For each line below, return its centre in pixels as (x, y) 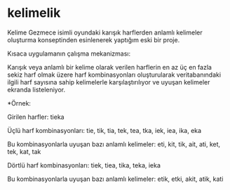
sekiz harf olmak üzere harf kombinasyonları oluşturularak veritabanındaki (114, 75)
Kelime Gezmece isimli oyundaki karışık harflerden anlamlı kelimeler (105, 32)
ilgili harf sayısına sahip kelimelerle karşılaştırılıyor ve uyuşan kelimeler (109, 82)
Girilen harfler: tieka (36, 117)
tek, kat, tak (24, 151)
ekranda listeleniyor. (36, 89)
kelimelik (34, 13)
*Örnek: (19, 103)
